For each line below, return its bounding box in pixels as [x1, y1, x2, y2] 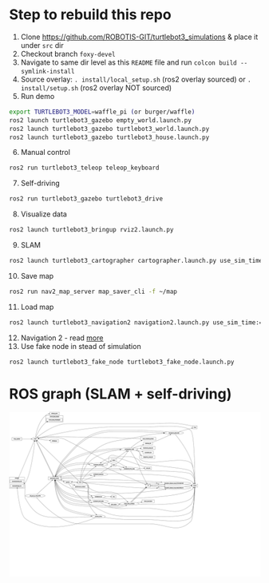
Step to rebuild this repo [9, 6, 172, 24]
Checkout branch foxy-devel [20, 49, 116, 58]
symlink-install [20, 67, 75, 75]
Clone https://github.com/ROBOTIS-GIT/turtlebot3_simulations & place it [20, 32, 259, 42]
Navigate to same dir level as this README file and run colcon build [20, 58, 238, 67]
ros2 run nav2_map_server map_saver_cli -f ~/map [9, 288, 178, 295]
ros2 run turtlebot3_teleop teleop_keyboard [9, 164, 160, 173]
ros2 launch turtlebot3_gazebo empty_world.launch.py [9, 116, 192, 125]
